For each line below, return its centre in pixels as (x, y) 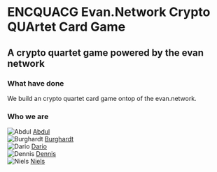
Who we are (28, 116)
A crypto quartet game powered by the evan (106, 53)
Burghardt (59, 139)
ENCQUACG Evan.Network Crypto (109, 12)
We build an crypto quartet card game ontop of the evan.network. (102, 98)
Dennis (46, 154)
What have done (36, 83)
